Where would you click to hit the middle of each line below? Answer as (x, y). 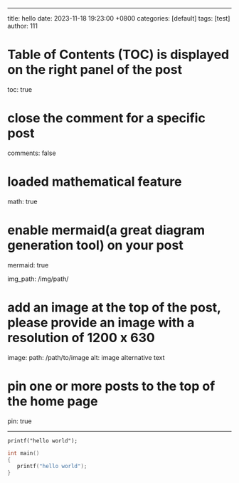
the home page (53, 401)
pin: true (20, 421)
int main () (23, 453)
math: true (22, 201)
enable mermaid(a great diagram (106, 230)
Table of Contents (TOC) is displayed (118, 55)
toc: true (20, 89)
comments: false (32, 153)
